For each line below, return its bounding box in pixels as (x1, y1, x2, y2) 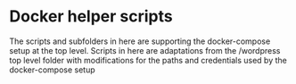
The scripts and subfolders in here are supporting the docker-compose (9, 36, 271, 46)
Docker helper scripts (9, 6, 173, 27)
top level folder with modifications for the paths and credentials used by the (9, 55, 287, 65)
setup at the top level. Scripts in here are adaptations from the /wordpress (9, 45, 281, 55)
